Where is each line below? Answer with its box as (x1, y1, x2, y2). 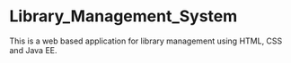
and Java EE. (9, 44, 57, 55)
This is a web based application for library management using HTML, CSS (9, 35, 283, 46)
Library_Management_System (9, 6, 238, 27)
